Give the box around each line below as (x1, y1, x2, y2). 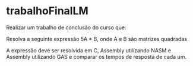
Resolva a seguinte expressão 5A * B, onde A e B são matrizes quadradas (6, 35, 187, 42)
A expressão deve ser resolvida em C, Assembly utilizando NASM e (6, 46, 171, 54)
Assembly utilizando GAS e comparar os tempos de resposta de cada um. (6, 53, 187, 60)
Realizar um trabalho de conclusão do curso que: (6, 24, 126, 31)
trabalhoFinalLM (6, 4, 89, 18)
